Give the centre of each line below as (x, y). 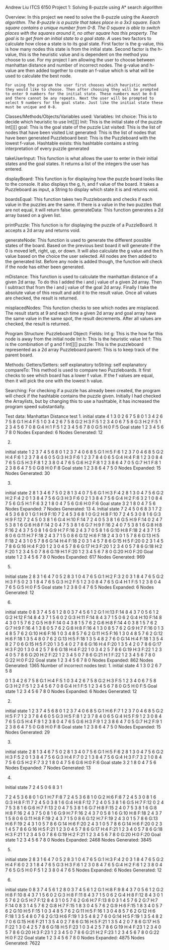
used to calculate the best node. (38, 76)
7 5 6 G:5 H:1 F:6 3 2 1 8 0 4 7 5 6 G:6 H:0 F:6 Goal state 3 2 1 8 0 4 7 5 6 (80, 503)
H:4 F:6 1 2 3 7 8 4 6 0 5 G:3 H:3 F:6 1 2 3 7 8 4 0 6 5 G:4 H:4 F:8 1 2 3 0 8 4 (84, 457)
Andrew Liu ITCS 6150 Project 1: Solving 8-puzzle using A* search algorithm (84, 7)
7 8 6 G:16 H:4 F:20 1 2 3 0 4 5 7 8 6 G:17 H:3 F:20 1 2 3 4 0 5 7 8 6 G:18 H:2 (84, 546)
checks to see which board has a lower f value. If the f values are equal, (80, 375)
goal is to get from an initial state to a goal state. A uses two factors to (78, 38)
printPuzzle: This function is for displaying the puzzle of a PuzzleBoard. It (81, 225)
